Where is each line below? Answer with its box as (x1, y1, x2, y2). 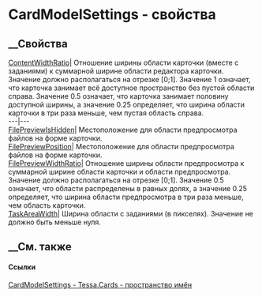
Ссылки (8, 262, 36, 272)
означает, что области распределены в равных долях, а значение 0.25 (8, 184, 247, 193)
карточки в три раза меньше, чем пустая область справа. (8, 108, 204, 118)
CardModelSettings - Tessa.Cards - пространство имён (8, 280, 192, 289)
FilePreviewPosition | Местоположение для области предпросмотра (8, 142, 235, 151)
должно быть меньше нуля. (8, 217, 101, 227)
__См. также (8, 240, 73, 254)
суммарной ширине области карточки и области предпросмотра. (8, 167, 231, 176)
